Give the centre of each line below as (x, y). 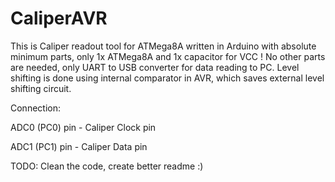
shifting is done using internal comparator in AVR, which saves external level (167, 78)
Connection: (35, 108)
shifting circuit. (41, 88)
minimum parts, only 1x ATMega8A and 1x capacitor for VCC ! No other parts (168, 56)
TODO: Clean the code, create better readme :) (107, 166)
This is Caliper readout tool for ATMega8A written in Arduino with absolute (163, 46)
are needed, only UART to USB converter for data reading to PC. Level (155, 67)
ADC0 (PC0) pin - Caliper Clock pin (83, 127)
